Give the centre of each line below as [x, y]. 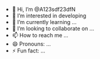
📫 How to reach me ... [40, 35]
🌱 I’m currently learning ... [44, 22]
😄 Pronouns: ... [32, 44]
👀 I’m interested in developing [49, 16]
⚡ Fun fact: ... [28, 51]
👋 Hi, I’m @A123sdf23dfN [44, 9]
